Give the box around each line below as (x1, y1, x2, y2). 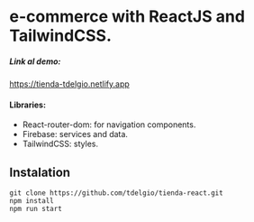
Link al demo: (9, 56, 61, 67)
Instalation (9, 164, 70, 180)
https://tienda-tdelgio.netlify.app (9, 79, 131, 89)
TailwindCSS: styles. (22, 138, 99, 150)
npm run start (9, 205, 63, 214)
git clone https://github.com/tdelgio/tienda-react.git (9, 189, 223, 198)
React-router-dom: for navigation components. (22, 119, 196, 130)
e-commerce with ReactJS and (9, 6, 246, 27)
